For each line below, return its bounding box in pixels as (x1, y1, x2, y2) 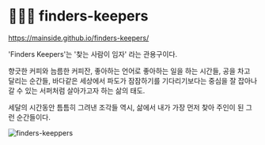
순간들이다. (16, 112, 51, 121)
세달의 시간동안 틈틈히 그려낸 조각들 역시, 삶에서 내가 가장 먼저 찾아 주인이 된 (8, 102, 244, 112)
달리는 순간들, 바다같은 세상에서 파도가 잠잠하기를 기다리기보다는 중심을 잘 (8, 76, 237, 85)
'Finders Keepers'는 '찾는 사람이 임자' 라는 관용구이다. (8, 49, 178, 58)
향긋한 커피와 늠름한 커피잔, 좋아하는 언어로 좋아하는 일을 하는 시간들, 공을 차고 (8, 66, 251, 76)
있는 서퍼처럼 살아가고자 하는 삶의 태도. (25, 86, 146, 95)
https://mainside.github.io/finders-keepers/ (8, 33, 150, 43)
